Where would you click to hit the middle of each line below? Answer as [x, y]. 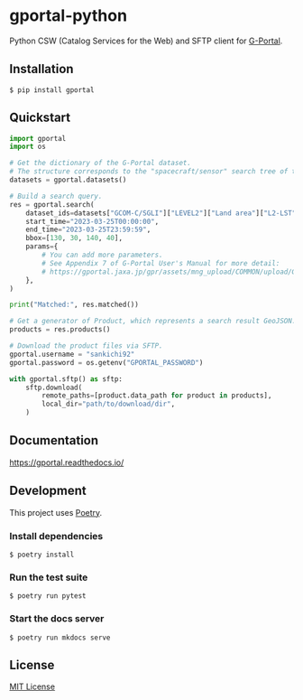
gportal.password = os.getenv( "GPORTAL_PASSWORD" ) [106, 362]
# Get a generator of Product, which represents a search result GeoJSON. [153, 322]
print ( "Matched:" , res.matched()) [74, 305]
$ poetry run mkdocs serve [60, 638]
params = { [42, 247]
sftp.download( [54, 387]
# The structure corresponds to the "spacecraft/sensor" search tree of [149, 172]
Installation [41, 69]
